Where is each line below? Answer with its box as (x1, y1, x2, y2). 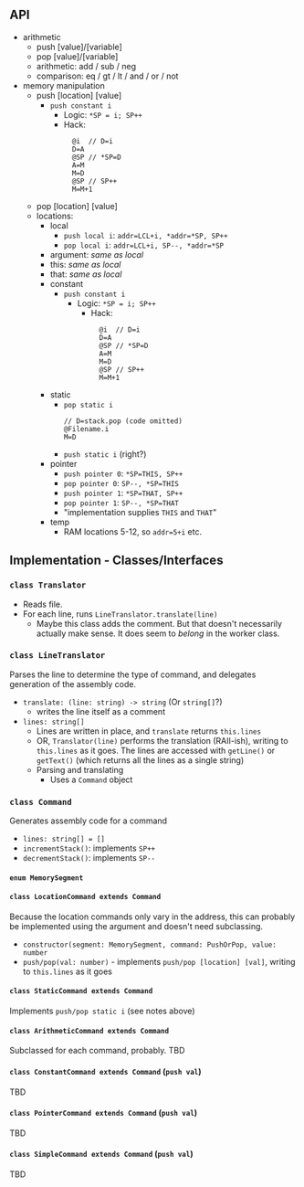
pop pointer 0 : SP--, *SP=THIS (63, 477, 180, 488)
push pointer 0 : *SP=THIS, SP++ (63, 468, 183, 479)
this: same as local (49, 259, 121, 270)
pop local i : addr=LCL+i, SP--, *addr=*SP (63, 239, 225, 250)
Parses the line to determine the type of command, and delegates (9, 669, 257, 680)
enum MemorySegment (9, 873, 84, 883)
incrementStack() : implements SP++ (22, 843, 156, 853)
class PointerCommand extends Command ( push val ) (9, 1108, 198, 1118)
